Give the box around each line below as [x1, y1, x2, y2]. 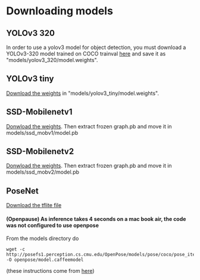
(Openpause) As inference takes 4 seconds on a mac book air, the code [6, 215, 186, 222]
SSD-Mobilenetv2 [6, 146, 74, 156]
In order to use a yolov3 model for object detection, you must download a [6, 44, 186, 51]
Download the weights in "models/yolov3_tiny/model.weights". [6, 90, 160, 97]
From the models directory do [6, 235, 79, 242]
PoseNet [6, 186, 39, 196]
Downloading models [6, 4, 113, 18]
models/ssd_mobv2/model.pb [6, 168, 79, 176]
